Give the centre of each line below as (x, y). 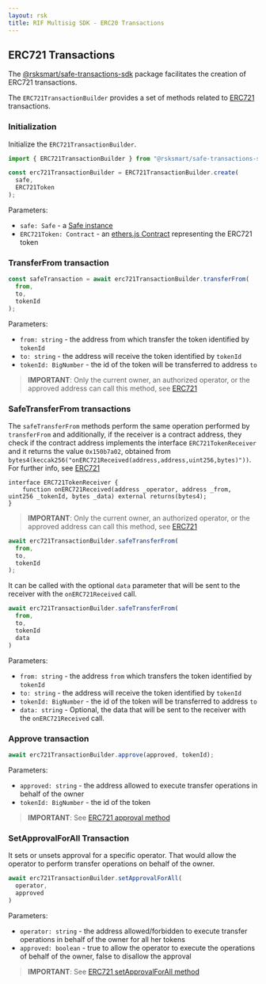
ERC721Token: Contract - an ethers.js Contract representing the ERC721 (136, 234)
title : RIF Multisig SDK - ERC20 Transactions (86, 23)
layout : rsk (28, 15)
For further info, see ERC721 (54, 467)
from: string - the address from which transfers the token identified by (136, 676)
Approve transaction (49, 738)
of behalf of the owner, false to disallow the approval (105, 956)
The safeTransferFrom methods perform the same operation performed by (129, 425)
